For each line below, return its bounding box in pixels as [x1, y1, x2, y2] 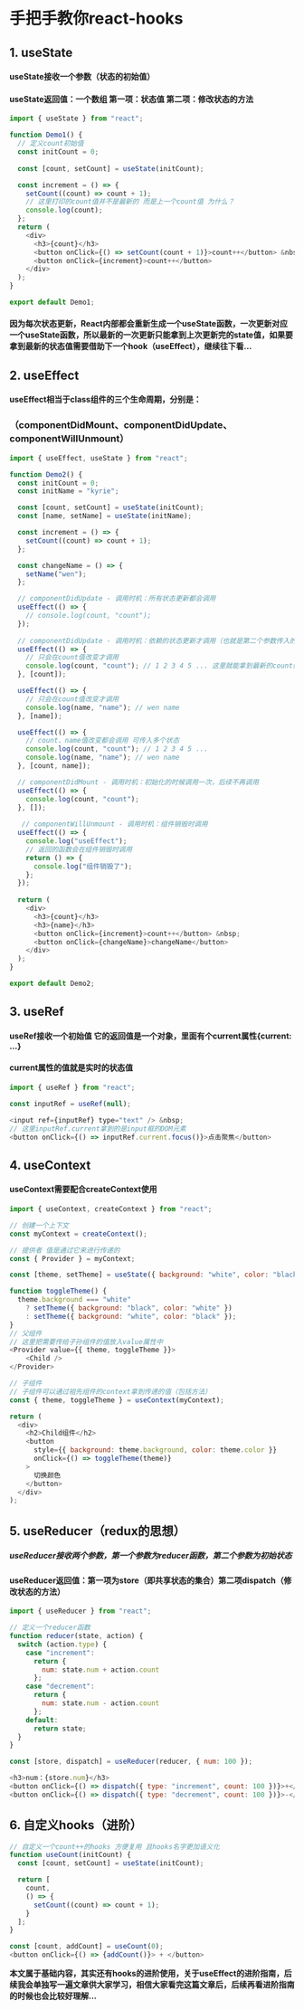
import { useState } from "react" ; [9, 114, 144, 123]
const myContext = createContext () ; [9, 1229, 147, 1238]
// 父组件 [9, 1329, 43, 1338]
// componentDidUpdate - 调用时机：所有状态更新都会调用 [17, 594, 216, 603]
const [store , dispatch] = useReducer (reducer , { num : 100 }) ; [9, 1757, 253, 1767]
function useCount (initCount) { [9, 1851, 131, 1860]
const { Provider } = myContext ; [9, 1254, 136, 1263]
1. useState [9, 44, 73, 60]
